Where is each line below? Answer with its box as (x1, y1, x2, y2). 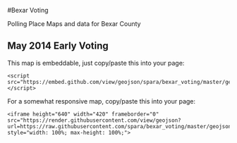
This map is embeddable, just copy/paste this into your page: (7, 58, 185, 67)
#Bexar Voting (7, 6, 49, 14)
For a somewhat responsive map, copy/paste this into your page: (7, 97, 196, 105)
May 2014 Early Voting (7, 40, 109, 52)
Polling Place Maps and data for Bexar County (7, 20, 141, 27)
